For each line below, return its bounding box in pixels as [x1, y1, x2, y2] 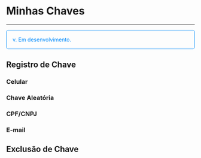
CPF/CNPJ [6, 110, 37, 118]
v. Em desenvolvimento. [13, 36, 72, 43]
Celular [6, 78, 28, 86]
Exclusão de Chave [6, 144, 79, 154]
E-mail [6, 126, 26, 134]
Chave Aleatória [6, 94, 54, 102]
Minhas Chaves [6, 4, 85, 18]
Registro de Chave [6, 60, 77, 70]
